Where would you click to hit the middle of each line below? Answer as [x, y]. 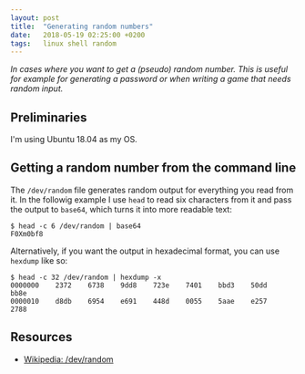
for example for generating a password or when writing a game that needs [151, 79]
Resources [41, 337]
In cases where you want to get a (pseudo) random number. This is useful [149, 69]
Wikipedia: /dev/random [68, 359]
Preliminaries [49, 117]
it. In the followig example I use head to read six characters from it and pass [151, 199]
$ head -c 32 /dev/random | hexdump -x [86, 277]
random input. [37, 88]
